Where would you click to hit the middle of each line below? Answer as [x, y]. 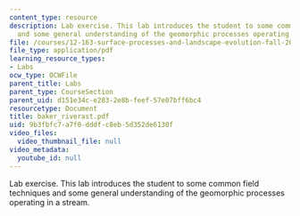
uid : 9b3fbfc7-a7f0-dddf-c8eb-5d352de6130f [92, 125]
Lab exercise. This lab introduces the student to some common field [134, 183]
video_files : [33, 133]
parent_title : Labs [46, 84]
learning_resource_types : [57, 59]
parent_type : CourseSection [62, 92]
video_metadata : [39, 149]
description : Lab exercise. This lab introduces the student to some [142, 26]
